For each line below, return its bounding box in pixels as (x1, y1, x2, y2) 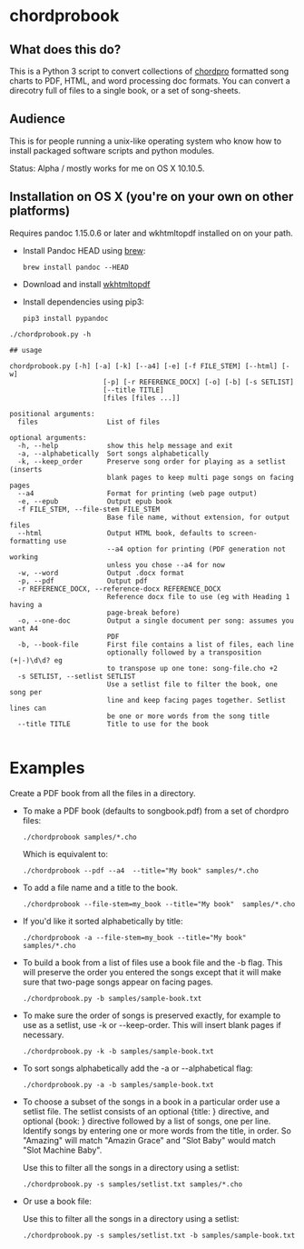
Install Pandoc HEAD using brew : (22, 245, 146, 255)
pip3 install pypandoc (22, 314, 109, 323)
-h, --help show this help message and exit (17, 441, 233, 450)
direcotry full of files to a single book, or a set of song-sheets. (9, 85, 241, 95)
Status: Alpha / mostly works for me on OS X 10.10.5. (9, 163, 205, 174)
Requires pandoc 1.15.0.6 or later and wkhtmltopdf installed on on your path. (9, 227, 293, 238)
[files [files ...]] (103, 393, 181, 403)
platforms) (9, 204, 71, 219)
